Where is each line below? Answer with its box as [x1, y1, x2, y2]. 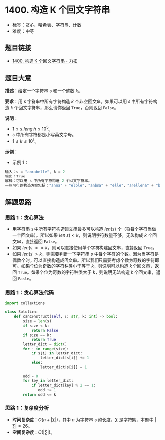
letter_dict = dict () [23, 342, 67, 347]
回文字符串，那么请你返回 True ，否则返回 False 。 [18, 104, 119, 110]
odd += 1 [38, 388, 56, 393]
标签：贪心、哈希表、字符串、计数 [12, 22, 82, 28]
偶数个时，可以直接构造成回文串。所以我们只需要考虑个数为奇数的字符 [12, 257, 155, 263]
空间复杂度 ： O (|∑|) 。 [12, 429, 55, 435]
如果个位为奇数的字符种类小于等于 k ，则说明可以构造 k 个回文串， [21, 263, 155, 269]
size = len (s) [23, 318, 52, 324]
